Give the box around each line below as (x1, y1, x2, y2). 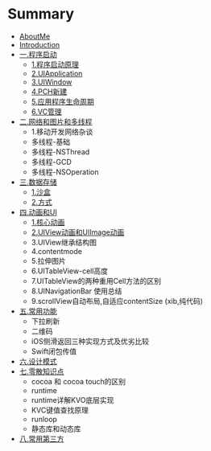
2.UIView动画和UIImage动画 (31, 227, 125, 237)
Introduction (19, 39, 60, 49)
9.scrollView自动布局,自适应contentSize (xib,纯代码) (31, 296, 203, 305)
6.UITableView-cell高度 (31, 266, 109, 276)
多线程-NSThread (31, 146, 90, 157)
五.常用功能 (19, 306, 57, 316)
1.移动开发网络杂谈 (31, 126, 93, 137)
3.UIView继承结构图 (31, 237, 97, 247)
